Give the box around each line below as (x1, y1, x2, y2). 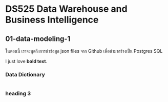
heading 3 (5, 90, 31, 97)
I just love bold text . (5, 58, 48, 64)
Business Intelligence (5, 14, 99, 26)
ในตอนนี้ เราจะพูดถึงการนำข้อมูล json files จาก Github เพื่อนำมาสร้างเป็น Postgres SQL (5, 48, 163, 54)
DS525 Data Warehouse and (5, 3, 128, 15)
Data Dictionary (5, 71, 45, 78)
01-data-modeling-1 (5, 34, 71, 43)
